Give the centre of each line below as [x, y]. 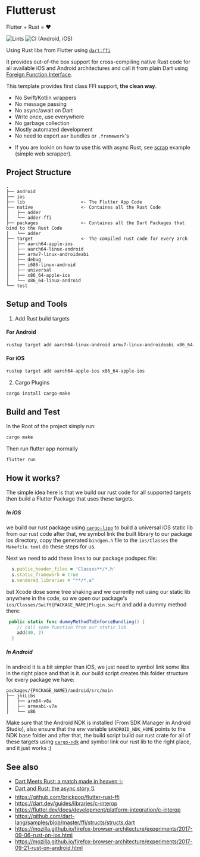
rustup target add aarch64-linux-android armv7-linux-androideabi [90, 344]
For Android [21, 332]
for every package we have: [40, 680]
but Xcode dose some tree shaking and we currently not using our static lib [98, 591]
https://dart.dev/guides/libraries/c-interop [66, 803]
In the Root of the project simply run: [51, 426]
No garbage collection [42, 123]
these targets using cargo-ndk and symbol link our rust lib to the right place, [99, 742]
